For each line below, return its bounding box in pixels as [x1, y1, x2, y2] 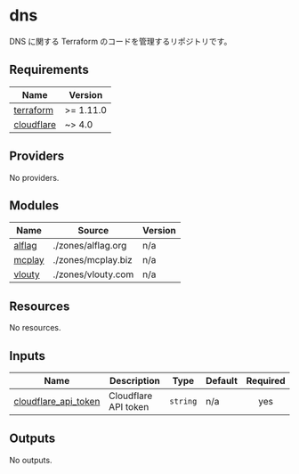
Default [206, 375, 238, 387]
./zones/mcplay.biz [53, 254, 133, 266]
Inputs [9, 348, 46, 364]
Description [109, 375, 160, 387]
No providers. [9, 172, 60, 183]
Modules [9, 198, 60, 213]
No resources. [9, 323, 61, 333]
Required [246, 375, 286, 387]
